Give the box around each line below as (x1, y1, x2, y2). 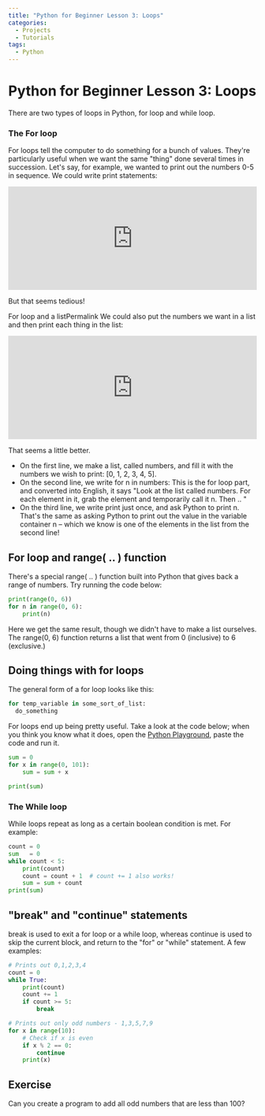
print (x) (22, 1056, 51, 1064)
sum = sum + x (22, 768, 69, 776)
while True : (8, 976, 47, 984)
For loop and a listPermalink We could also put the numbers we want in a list (8, 312, 256, 322)
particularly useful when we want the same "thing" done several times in (8, 154, 244, 164)
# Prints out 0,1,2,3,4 (8, 961, 87, 969)
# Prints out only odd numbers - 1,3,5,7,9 (8, 1020, 154, 1028)
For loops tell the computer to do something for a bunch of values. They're (8, 146, 251, 155)
